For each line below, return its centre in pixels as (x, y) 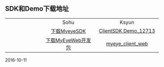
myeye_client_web (127, 44)
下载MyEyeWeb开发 (68, 40)
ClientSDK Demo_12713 (127, 31)
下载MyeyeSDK (68, 31)
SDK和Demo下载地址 (37, 9)
